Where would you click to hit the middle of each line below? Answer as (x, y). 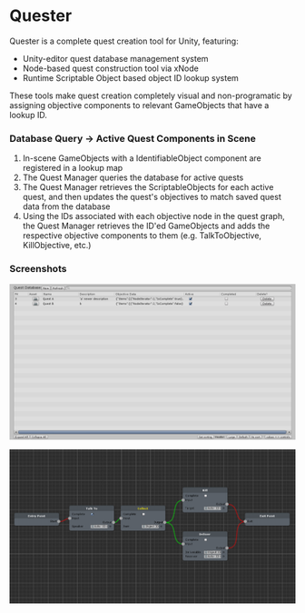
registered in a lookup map (73, 168)
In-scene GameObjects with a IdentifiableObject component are (142, 158)
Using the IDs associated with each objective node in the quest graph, (153, 216)
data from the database (66, 206)
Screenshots (38, 269)
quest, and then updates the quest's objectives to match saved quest (152, 197)
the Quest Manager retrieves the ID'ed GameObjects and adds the (146, 226)
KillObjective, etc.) (57, 246)
